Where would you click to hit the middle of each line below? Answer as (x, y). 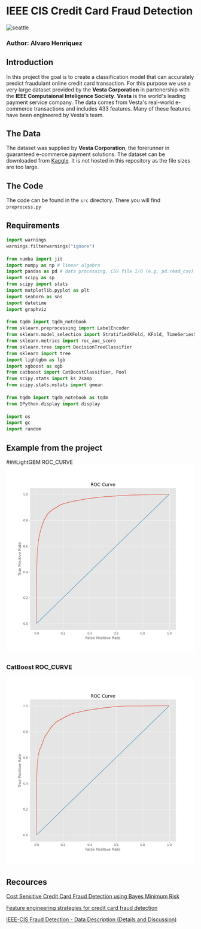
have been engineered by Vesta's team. (55, 115)
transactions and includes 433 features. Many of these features (112, 108)
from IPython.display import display (53, 404)
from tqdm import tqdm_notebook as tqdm (57, 398)
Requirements (33, 225)
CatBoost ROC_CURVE (39, 667)
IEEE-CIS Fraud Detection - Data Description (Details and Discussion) (92, 919)
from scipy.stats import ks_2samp (49, 379)
